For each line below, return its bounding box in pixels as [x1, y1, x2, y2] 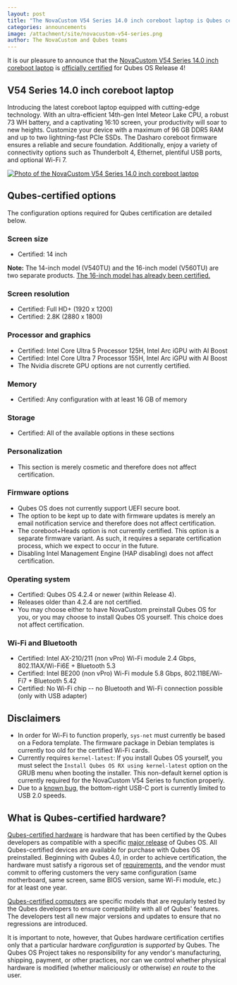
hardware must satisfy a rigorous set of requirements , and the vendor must [7, 861, 226, 870]
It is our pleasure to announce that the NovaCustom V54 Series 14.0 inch [7, 56, 219, 64]
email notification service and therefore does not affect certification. [17, 518, 217, 528]
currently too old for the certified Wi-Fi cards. [17, 746, 150, 755]
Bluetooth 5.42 [34, 677, 78, 685]
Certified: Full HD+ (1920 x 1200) [17, 305, 113, 314]
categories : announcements [7, 23, 87, 30]
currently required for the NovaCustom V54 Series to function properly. [17, 776, 226, 785]
